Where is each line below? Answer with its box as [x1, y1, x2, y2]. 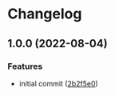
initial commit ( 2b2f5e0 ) [18, 78, 99, 88]
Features [7, 61, 43, 72]
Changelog [7, 5, 82, 23]
